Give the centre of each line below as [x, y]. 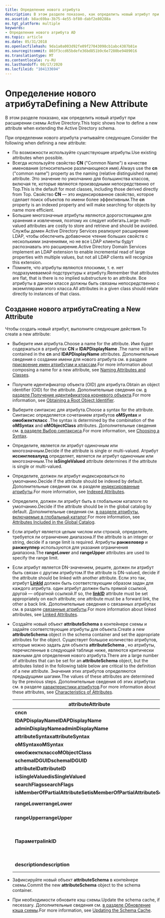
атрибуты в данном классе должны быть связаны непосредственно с [86, 283]
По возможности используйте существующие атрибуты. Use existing [84, 152]
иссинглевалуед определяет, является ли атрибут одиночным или [83, 456]
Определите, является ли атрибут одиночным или [65, 445]
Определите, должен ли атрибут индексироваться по [69, 476]
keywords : [15, 28]
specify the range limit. [35, 557]
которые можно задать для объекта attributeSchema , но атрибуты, [84, 645]
